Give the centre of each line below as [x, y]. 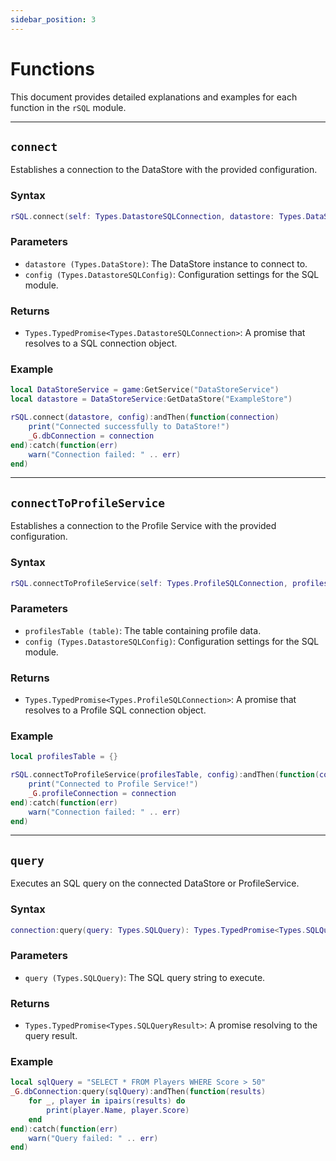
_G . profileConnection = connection [102, 793]
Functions [52, 68]
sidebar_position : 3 [53, 19]
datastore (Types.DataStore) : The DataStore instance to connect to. [166, 263]
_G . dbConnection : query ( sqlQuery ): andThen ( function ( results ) [138, 1092]
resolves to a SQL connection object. [101, 343]
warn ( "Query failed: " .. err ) [93, 1138]
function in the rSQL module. [68, 107]
